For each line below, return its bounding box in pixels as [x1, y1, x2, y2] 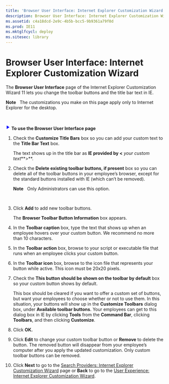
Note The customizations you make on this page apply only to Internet [6, 99, 153, 105]
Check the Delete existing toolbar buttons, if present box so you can [13, 165, 157, 171]
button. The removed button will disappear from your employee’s [13, 342, 147, 348]
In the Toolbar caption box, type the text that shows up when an [13, 224, 146, 231]
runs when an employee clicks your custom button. [13, 250, 119, 256]
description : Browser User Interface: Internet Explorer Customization [6, 13, 158, 19]
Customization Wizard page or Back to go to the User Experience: [13, 367, 150, 373]
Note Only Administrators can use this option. [13, 185, 110, 191]
